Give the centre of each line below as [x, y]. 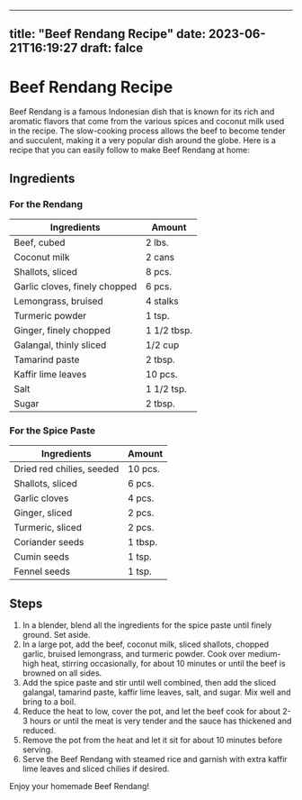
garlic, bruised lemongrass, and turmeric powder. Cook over [133, 654]
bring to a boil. [49, 702]
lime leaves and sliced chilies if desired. [96, 769]
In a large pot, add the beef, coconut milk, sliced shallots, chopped [146, 644]
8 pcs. [159, 272]
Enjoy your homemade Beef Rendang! [80, 786]
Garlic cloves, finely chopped [75, 286]
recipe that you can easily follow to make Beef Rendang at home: [129, 150]
